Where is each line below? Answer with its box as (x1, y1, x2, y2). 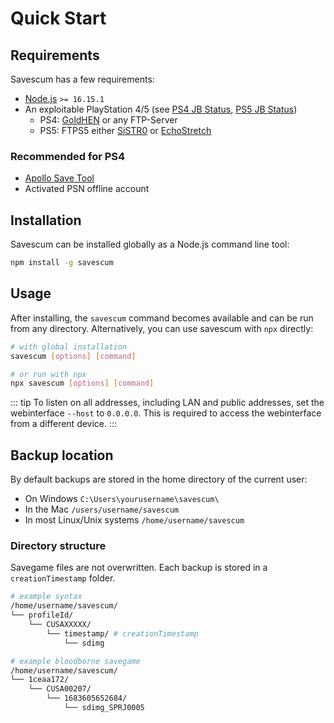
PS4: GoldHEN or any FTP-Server (39, 114, 178, 126)
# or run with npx (10, 369, 87, 379)
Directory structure (10, 539, 107, 553)
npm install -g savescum (10, 258, 114, 268)
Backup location (10, 447, 114, 464)
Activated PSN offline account (24, 183, 150, 195)
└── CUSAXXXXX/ (28, 620, 92, 630)
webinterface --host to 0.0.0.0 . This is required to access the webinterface (10, 407, 322, 419)
